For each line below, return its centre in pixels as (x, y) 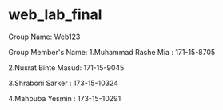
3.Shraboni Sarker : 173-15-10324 (63, 83)
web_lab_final (55, 15)
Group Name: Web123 (44, 37)
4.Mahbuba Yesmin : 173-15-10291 (65, 98)
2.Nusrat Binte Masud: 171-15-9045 (66, 67)
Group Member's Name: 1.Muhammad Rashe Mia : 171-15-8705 (112, 52)
